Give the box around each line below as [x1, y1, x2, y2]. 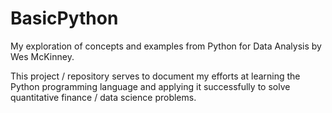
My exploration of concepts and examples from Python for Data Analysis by [10, 40, 322, 52]
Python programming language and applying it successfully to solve [10, 80, 291, 92]
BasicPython [10, 7, 119, 30]
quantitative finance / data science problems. [10, 91, 197, 103]
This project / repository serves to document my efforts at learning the [10, 70, 301, 82]
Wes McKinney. [10, 50, 75, 62]
